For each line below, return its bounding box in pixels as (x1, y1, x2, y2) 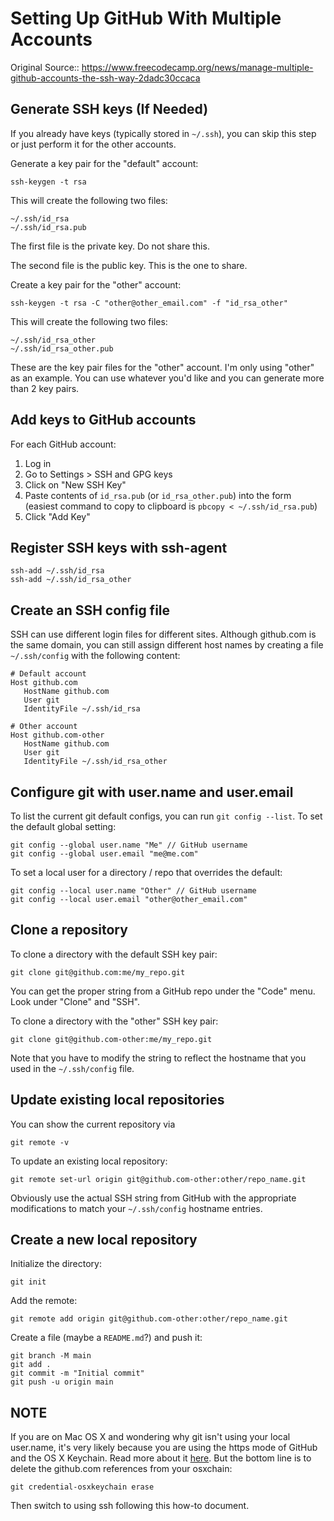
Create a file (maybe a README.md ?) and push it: (10, 1332, 203, 1344)
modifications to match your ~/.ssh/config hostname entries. (10, 1202, 263, 1214)
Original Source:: (10, 61, 80, 73)
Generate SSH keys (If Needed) (10, 101, 209, 118)
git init (10, 1277, 47, 1287)
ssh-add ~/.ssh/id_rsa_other (10, 575, 132, 585)
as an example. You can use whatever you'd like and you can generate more (10, 372, 325, 384)
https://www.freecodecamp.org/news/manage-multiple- (81, 61, 314, 73)
